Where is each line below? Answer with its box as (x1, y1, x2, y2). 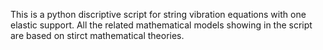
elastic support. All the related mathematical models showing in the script (10, 19, 313, 31)
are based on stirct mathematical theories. (10, 30, 185, 41)
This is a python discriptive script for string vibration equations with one (10, 9, 307, 20)
